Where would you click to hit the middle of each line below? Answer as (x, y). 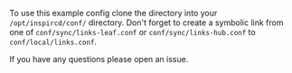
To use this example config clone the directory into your (113, 13)
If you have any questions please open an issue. (99, 59)
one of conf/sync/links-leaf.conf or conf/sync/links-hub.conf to (132, 32)
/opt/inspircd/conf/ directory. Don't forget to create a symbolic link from (146, 23)
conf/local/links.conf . (53, 41)
